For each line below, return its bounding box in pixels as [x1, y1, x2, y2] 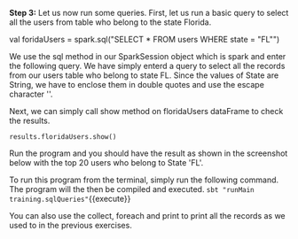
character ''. [9, 89, 53, 99]
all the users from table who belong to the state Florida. [9, 17, 212, 27]
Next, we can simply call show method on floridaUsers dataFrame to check [9, 106, 284, 116]
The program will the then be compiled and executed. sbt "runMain [9, 184, 255, 194]
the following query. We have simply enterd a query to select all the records [9, 61, 286, 71]
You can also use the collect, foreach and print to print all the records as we [9, 211, 286, 220]
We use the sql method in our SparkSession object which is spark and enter [9, 51, 286, 61]
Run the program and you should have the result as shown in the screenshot [9, 148, 288, 158]
